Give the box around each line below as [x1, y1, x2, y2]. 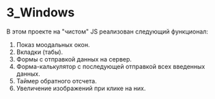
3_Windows [6, 5, 75, 20]
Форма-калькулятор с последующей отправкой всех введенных [16, 62, 205, 70]
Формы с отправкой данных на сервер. [16, 55, 132, 63]
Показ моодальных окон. [16, 40, 90, 48]
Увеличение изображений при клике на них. [16, 84, 146, 92]
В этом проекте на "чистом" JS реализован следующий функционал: [6, 27, 209, 36]
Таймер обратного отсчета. [16, 76, 97, 85]
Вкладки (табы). [16, 48, 63, 56]
